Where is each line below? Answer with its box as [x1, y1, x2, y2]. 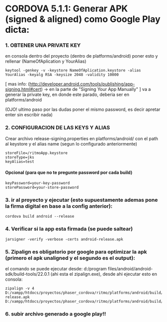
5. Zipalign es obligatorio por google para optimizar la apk [5, 248, 148, 255]
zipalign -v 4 [5, 286, 35, 291]
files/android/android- [107, 265, 153, 271]
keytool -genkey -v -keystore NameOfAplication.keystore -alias [5, 68, 141, 73]
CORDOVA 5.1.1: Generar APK [5, 3, 128, 14]
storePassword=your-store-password [5, 185, 79, 190]
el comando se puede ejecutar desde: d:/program [5, 265, 107, 271]
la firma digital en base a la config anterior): [5, 202, 113, 209]
